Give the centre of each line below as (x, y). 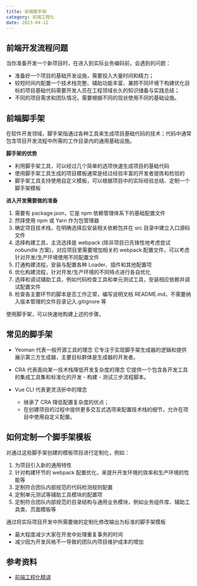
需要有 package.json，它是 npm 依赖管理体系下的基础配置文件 (90, 213)
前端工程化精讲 (33, 577)
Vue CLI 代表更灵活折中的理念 (51, 389)
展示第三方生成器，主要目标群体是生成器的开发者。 (76, 357)
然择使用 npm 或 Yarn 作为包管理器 (57, 220)
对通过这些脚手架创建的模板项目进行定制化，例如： (68, 452)
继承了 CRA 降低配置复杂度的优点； (66, 402)
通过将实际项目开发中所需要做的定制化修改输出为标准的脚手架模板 (86, 522)
